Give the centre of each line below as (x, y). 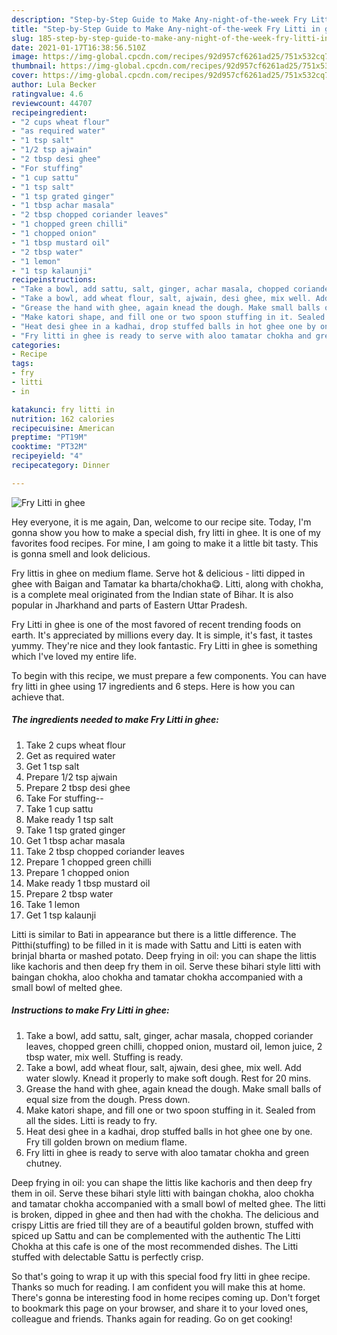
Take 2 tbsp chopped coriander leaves (105, 851)
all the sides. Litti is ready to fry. (91, 1120)
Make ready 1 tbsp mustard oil (88, 883)
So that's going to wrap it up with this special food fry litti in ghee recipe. (161, 1276)
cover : (25, 76)
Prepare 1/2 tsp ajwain (71, 777)
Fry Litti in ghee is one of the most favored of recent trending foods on (156, 624)
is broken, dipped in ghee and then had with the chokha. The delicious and (165, 1214)
